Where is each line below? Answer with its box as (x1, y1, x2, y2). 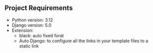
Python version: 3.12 (11, 17, 53, 23)
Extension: (11, 27, 34, 33)
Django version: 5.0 (11, 22, 52, 28)
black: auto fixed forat (19, 32, 64, 38)
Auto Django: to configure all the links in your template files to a (19, 38, 149, 44)
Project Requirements (4, 4, 73, 12)
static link (19, 43, 39, 49)
